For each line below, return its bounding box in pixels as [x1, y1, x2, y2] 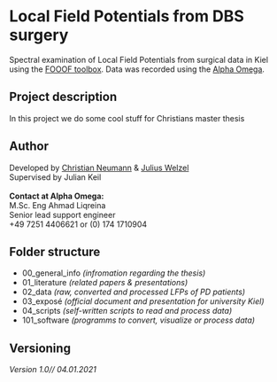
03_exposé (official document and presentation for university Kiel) [21, 296, 265, 307]
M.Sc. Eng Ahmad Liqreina [9, 199, 106, 210]
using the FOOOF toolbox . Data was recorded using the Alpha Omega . [9, 64, 265, 74]
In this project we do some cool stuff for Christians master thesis [9, 113, 245, 123]
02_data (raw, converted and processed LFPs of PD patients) [21, 286, 246, 298]
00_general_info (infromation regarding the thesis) [21, 268, 206, 278]
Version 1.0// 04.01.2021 [9, 364, 97, 375]
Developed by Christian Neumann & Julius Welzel [9, 162, 189, 173]
